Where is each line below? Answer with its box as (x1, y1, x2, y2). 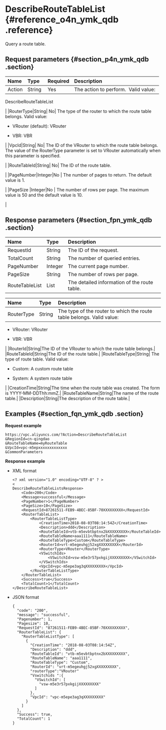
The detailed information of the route (68, 278, 153, 285)
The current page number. (68, 263, 129, 270)
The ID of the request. (68, 246, 119, 253)
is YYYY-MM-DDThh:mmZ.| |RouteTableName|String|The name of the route (5, 390, 159, 396)
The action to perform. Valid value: (74, 86, 156, 92)
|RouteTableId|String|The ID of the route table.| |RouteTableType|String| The (5, 351, 160, 357)
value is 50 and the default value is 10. (5, 192, 83, 198)
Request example (5, 423, 42, 429)
